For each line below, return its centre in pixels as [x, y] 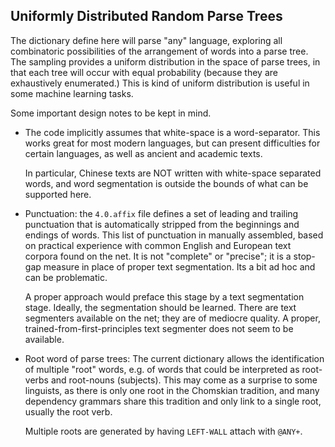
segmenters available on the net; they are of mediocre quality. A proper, [172, 318]
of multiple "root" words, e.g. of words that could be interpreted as [162, 369]
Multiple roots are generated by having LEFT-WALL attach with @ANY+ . [163, 431]
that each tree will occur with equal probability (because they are [144, 72]
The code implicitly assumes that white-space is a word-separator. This [172, 132]
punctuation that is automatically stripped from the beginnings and [162, 224]
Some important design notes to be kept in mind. [111, 113]
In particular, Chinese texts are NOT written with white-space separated [173, 173]
